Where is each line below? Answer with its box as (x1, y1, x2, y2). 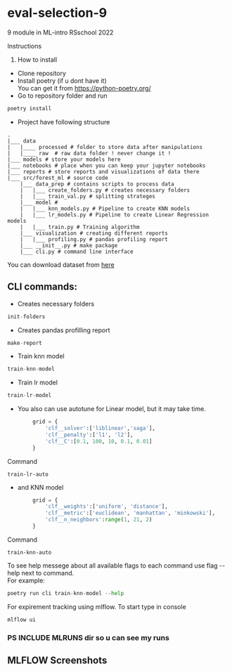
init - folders (7, 313, 46, 320)
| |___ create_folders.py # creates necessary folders (20, 186, 191, 194)
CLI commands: (7, 281, 78, 293)
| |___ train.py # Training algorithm (20, 223, 140, 230)
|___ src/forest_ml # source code (7, 174, 109, 181)
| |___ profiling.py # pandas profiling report (20, 235, 169, 243)
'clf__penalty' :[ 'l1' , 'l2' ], (44, 431, 134, 438)
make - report (7, 339, 42, 346)
